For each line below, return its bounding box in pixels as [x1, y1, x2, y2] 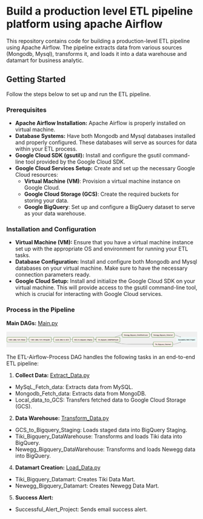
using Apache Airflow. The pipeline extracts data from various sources [6, 44, 182, 51]
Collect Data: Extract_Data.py [15, 372, 90, 379]
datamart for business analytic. [6, 57, 84, 64]
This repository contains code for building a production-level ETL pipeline [6, 37, 190, 44]
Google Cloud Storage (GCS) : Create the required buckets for [24, 190, 179, 198]
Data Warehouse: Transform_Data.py [15, 414, 109, 422]
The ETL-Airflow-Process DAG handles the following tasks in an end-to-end [6, 354, 196, 361]
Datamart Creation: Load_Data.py [15, 464, 101, 472]
